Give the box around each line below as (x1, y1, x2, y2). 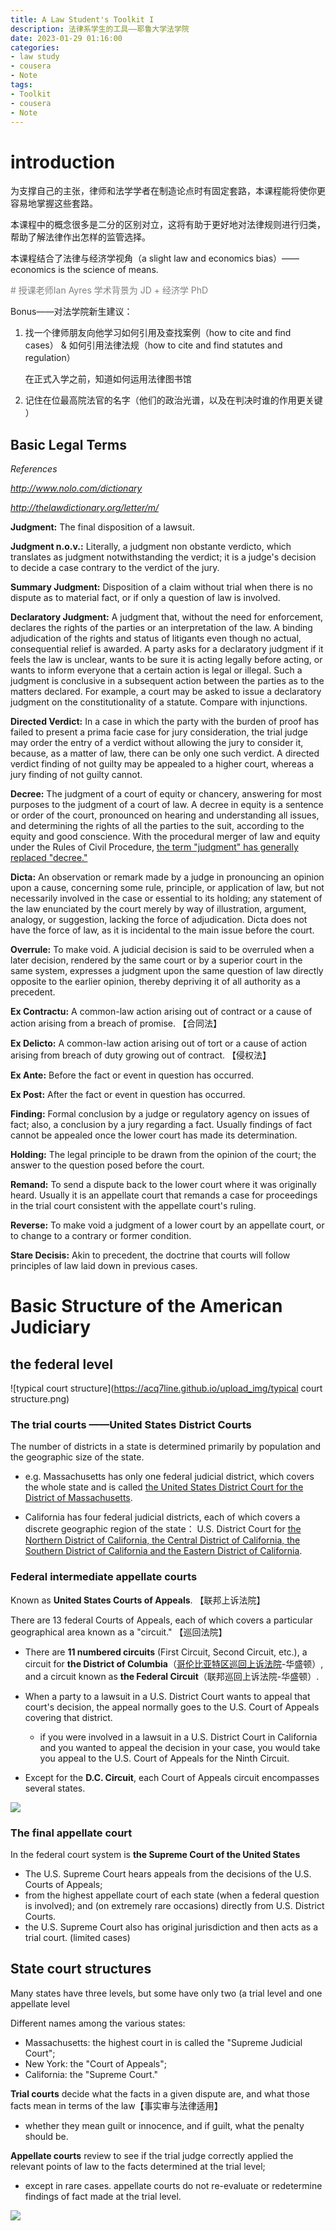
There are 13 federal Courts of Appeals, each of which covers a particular (10, 1614, 313, 1626)
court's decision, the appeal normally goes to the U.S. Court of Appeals (24, 1701, 320, 1713)
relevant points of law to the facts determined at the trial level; (10, 2160, 266, 2172)
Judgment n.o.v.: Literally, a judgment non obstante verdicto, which (10, 541, 292, 553)
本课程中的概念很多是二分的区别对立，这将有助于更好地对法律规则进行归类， (10, 219, 326, 231)
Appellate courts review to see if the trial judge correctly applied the (10, 2149, 294, 2161)
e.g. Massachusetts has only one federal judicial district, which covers (24, 1471, 315, 1483)
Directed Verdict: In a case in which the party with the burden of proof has (10, 716, 320, 728)
